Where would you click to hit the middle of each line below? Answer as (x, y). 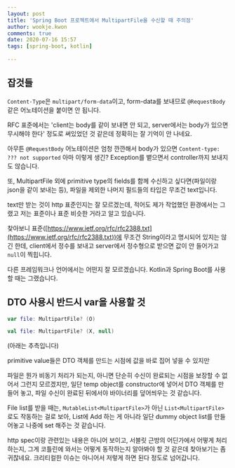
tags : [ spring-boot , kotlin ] (50, 46)
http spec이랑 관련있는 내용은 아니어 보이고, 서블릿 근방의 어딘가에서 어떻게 (111, 440)
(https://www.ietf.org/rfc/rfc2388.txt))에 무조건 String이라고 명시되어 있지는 (113, 237)
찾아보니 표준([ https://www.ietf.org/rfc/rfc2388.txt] (80, 228)
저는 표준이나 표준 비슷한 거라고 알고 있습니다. (83, 213)
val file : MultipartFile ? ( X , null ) (61, 331)
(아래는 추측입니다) (33, 346)
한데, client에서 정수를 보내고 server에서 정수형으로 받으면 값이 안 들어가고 (116, 245)
